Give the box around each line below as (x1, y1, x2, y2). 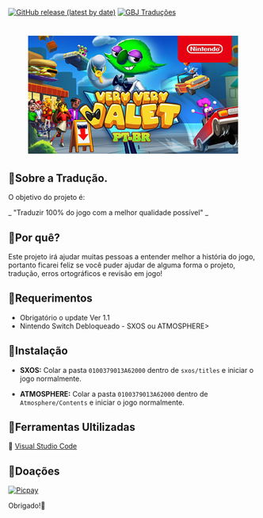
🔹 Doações (8, 464, 60, 478)
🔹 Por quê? (8, 231, 61, 244)
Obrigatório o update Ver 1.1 (19, 313, 110, 322)
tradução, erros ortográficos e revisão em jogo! (8, 268, 163, 278)
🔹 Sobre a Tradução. (8, 171, 109, 185)
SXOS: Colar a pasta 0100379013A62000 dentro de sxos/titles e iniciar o (19, 365, 254, 374)
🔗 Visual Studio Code (8, 441, 78, 451)
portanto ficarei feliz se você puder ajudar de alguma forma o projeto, (8, 260, 236, 270)
